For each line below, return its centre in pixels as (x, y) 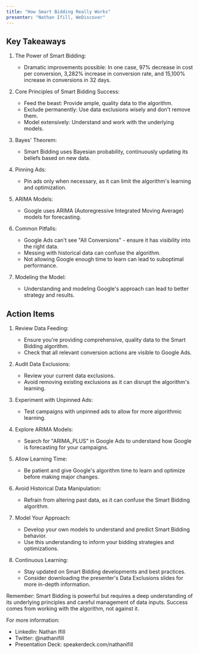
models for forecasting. (53, 217)
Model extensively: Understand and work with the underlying (99, 122)
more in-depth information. (57, 584)
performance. (41, 266)
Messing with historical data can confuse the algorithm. (92, 253)
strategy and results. (49, 295)
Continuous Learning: (42, 560)
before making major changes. (62, 477)
